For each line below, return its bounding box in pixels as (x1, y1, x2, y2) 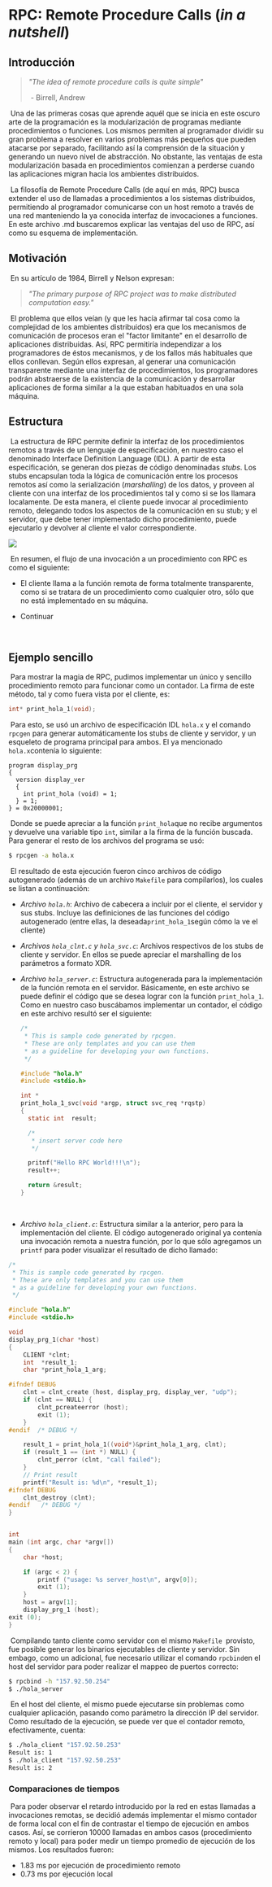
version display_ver (15, 775, 85, 784)
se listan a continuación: (8, 884, 90, 893)
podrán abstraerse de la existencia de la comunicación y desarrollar (8, 373, 235, 383)
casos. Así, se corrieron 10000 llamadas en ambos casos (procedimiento (8, 1828, 253, 1837)
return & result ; (28, 1182, 83, 1190)
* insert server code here (31, 1137, 123, 1145)
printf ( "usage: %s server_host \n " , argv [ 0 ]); (37, 1575, 198, 1583)
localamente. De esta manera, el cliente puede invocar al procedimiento (8, 496, 248, 506)
